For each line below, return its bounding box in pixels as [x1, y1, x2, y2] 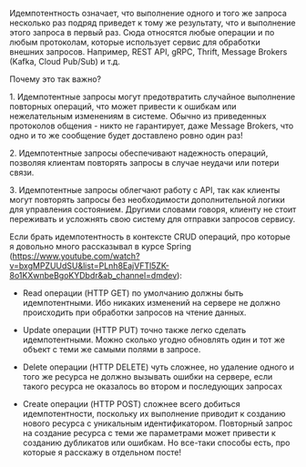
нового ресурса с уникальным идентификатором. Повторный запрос [22, 418, 293, 429]
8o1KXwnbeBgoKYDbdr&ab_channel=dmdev [9, 270, 178, 280]
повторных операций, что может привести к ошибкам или [9, 101, 237, 112]
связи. [9, 168, 35, 178]
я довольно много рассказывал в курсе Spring [9, 241, 192, 251]
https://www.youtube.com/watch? [12, 250, 140, 261]
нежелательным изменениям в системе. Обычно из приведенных [9, 111, 267, 121]
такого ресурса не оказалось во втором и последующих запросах [22, 381, 282, 391]
